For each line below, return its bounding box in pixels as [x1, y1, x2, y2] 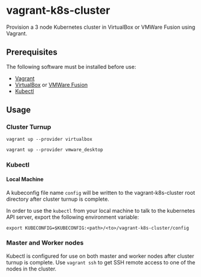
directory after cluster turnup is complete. [6, 195, 110, 203]
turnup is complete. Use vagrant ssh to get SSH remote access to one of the [6, 258, 196, 266]
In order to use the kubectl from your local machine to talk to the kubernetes [6, 207, 196, 214]
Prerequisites [6, 47, 58, 58]
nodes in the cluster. [6, 265, 57, 272]
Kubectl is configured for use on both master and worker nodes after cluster [6, 252, 194, 260]
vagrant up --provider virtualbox [6, 136, 93, 143]
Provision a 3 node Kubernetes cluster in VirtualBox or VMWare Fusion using [6, 23, 196, 31]
